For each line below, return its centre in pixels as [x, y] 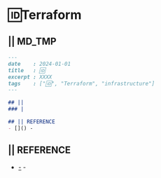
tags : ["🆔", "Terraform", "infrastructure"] [82, 83]
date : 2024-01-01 [40, 64]
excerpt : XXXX [30, 77]
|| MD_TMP [32, 41]
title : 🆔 [27, 70]
